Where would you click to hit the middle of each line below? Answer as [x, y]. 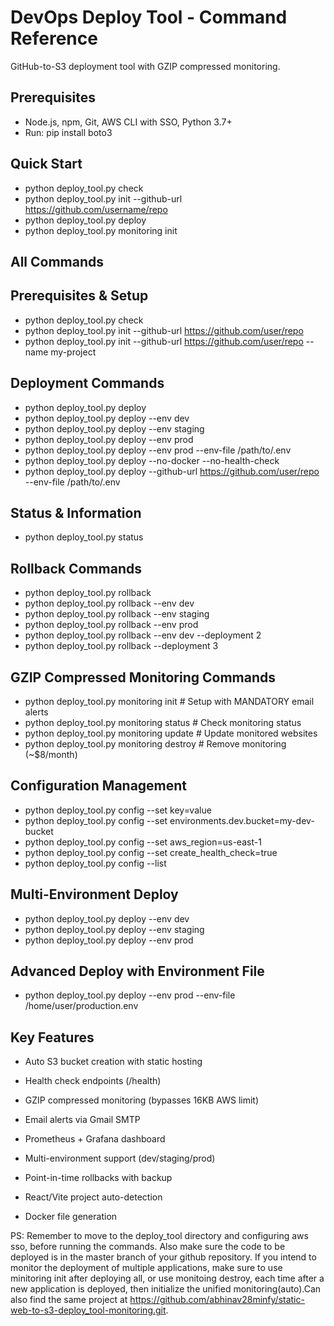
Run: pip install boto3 [68, 132]
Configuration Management [99, 786]
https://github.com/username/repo [96, 209]
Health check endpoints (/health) [93, 1081]
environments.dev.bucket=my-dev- [242, 820]
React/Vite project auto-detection [93, 1197]
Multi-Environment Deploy [94, 894]
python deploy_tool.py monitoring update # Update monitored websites [171, 733]
